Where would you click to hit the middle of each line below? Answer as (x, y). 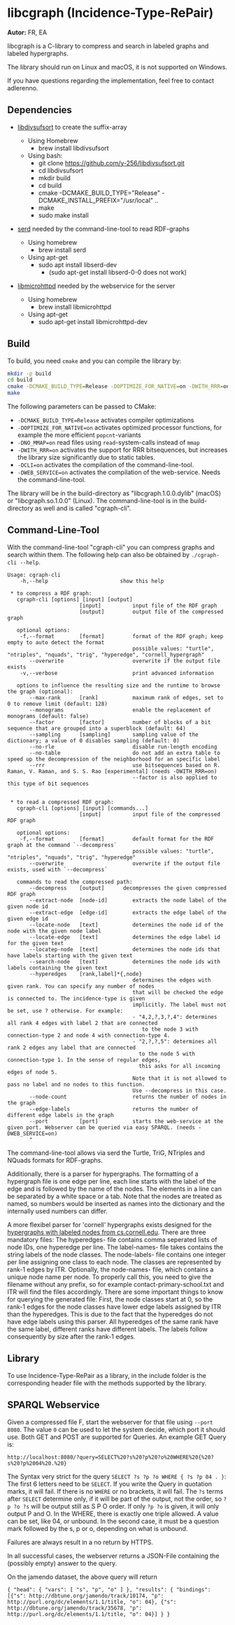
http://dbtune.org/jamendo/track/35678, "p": (74, 1608)
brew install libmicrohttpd (75, 307)
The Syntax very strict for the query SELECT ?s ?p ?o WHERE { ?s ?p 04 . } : (117, 1476)
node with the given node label (54, 931)
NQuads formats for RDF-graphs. (55, 1160)
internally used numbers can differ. (58, 1211)
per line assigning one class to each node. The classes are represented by (114, 1262)
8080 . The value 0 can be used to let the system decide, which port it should (116, 1429)
